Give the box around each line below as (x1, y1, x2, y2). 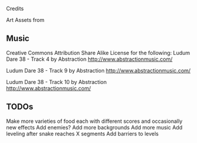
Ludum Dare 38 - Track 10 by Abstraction (6, 78, 107, 85)
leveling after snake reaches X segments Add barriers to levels (6, 130, 159, 137)
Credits (6, 5, 24, 12)
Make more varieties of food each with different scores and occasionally (6, 118, 183, 125)
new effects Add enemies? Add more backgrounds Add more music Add (6, 123, 183, 131)
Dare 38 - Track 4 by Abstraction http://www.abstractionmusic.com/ (6, 56, 173, 63)
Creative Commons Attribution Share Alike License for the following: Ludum (6, 49, 190, 56)
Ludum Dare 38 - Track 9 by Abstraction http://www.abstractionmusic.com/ (6, 67, 191, 74)
